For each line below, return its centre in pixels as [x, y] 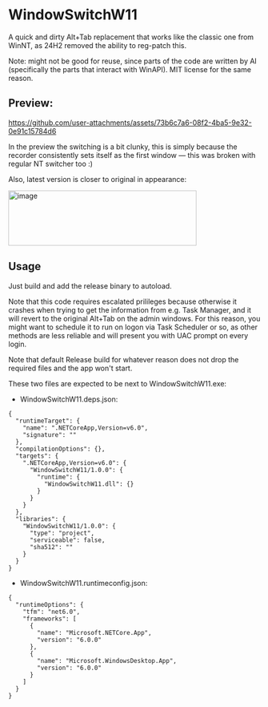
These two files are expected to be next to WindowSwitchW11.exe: [117, 383]
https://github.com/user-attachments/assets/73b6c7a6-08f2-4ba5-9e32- [130, 123]
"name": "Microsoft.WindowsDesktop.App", [107, 661]
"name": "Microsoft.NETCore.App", [94, 632]
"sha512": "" [51, 547]
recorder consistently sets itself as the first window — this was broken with [132, 155]
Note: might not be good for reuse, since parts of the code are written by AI [133, 61]
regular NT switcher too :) [51, 164]
